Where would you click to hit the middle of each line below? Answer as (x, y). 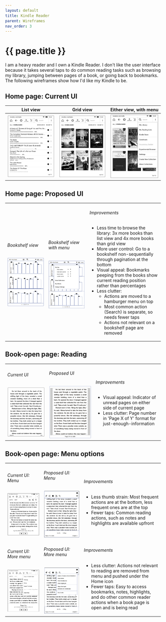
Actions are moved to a (127, 296)
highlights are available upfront (123, 523)
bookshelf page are (124, 328)
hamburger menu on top (129, 301)
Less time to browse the (121, 228)
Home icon (102, 581)
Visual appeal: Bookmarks (123, 270)
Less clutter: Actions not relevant (124, 565)
